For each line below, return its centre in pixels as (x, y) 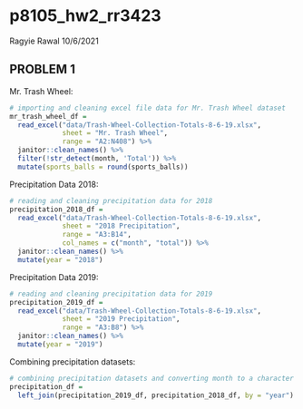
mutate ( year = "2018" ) (60, 259)
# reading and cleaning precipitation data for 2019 (111, 294)
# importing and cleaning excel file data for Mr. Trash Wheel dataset (147, 108)
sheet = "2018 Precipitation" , (121, 226)
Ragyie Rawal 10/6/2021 (54, 41)
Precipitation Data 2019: (54, 277)
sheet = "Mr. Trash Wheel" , (115, 133)
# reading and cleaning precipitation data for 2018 (111, 200)
